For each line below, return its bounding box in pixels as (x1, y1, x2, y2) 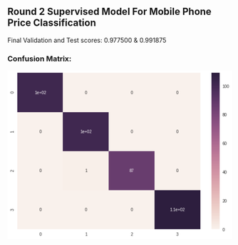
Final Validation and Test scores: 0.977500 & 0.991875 (7, 36, 167, 44)
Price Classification (7, 17, 96, 29)
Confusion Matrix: (7, 54, 72, 64)
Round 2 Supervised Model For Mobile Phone (7, 6, 212, 18)
